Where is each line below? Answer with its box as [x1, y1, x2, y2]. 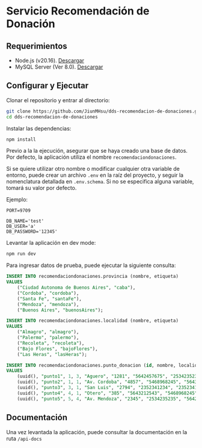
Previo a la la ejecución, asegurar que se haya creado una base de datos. [6, 147, 188, 155]
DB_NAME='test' [6, 218, 44, 224]
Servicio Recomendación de [6, 4, 150, 18]
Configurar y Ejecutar [6, 81, 89, 91]
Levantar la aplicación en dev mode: [6, 239, 96, 247]
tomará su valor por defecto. [6, 185, 77, 192]
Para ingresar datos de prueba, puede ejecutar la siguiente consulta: [6, 262, 176, 269]
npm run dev [6, 251, 36, 257]
